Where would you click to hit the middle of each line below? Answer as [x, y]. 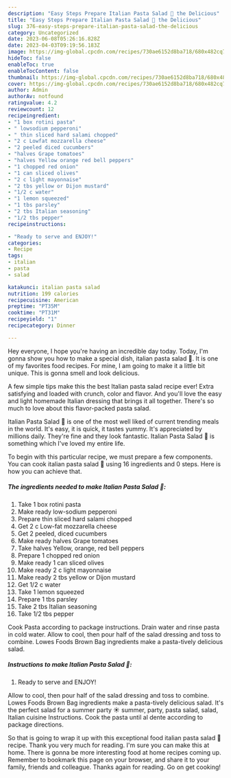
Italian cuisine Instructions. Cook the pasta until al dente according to [106, 717]
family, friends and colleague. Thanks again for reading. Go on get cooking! [114, 767]
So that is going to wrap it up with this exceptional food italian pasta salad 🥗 [114, 737]
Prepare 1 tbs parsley [48, 599]
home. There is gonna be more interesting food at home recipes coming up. [114, 752]
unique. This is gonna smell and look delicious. [74, 373]
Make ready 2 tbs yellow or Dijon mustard [76, 577]
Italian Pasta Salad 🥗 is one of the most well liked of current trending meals [113, 421]
